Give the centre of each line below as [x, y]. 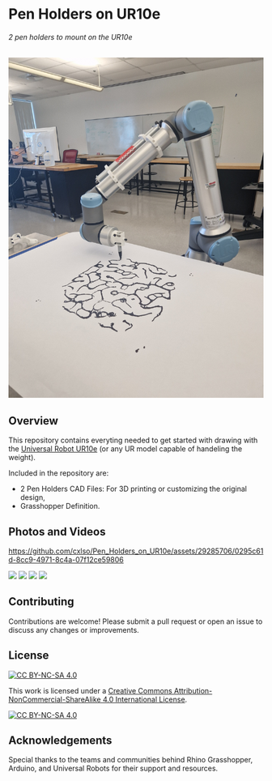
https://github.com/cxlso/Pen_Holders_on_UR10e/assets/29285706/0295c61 [136, 551]
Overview [34, 421]
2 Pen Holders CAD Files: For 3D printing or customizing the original [133, 489]
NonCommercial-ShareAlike [55, 699]
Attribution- [193, 690]
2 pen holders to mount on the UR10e [70, 36]
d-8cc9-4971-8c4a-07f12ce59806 [66, 560]
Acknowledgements [60, 741]
